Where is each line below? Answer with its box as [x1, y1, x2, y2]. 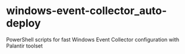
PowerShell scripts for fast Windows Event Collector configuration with [6, 36, 180, 43]
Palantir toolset [6, 42, 43, 49]
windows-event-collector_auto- [6, 4, 167, 18]
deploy [6, 16, 42, 30]
